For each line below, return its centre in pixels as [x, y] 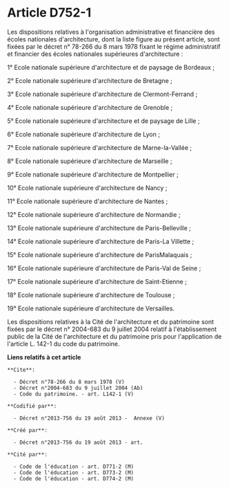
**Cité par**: [28, 454]
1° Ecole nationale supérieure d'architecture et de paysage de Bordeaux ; [111, 67]
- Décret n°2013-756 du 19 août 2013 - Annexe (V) [89, 418]
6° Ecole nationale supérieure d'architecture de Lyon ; [84, 134]
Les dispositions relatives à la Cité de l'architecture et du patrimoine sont [111, 321]
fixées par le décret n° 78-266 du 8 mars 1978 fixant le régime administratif [114, 46]
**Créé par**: [28, 430]
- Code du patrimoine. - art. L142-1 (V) [74, 394]
